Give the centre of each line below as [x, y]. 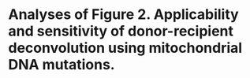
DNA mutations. [62, 65]
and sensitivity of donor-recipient [121, 31]
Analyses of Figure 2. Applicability [123, 15]
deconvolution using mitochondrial [125, 48]
